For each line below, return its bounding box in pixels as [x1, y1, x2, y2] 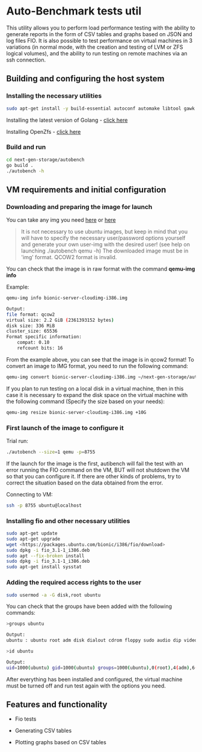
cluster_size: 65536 [6, 328, 58, 334]
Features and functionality [6, 700, 108, 710]
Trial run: [6, 437, 29, 445]
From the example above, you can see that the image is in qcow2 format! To [6, 356, 194, 363]
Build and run [6, 143, 46, 151]
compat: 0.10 [17, 339, 50, 346]
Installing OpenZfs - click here [6, 128, 81, 135]
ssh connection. [6, 56, 46, 63]
